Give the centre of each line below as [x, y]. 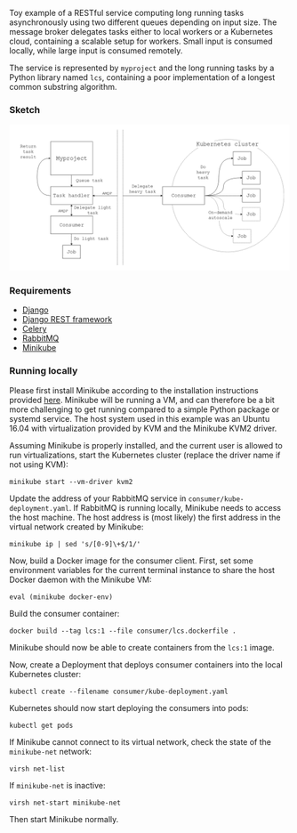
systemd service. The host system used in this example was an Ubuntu [140, 418]
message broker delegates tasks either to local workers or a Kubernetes [141, 32]
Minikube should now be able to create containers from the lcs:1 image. [142, 647]
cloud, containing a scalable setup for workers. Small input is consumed [141, 41]
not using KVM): [39, 464]
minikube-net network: [50, 751]
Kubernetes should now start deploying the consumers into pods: [129, 708]
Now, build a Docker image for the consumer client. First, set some [131, 561]
